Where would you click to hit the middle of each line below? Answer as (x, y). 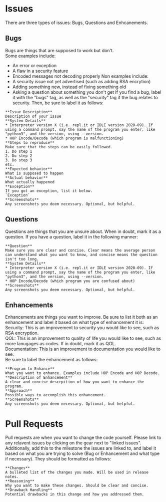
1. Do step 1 (19, 151)
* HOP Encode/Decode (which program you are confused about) (70, 281)
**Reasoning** (20, 481)
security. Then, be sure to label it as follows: (58, 103)
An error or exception (34, 65)
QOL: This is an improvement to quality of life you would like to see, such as (83, 338)
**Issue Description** (29, 112)
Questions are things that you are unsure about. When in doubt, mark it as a (83, 231)
